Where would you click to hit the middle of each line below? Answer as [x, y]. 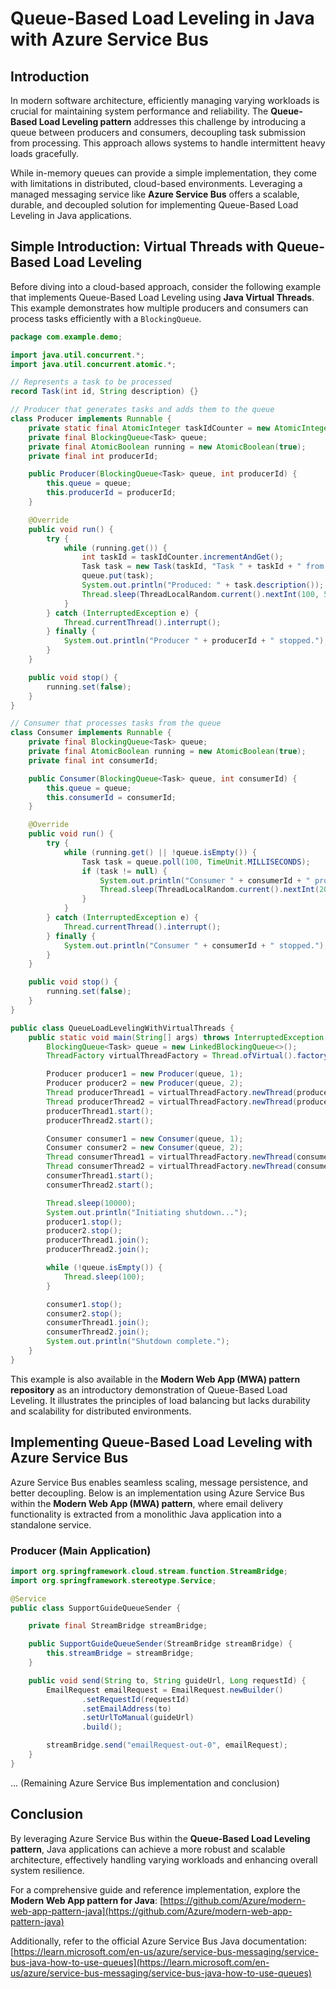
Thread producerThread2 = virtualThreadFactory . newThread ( [172, 1102]
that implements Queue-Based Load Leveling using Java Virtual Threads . [162, 297]
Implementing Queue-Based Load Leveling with [161, 1442]
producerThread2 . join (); [98, 1250]
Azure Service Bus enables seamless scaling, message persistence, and [159, 1482]
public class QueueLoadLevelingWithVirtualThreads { [122, 1028]
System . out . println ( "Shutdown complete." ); [138, 1342]
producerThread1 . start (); [100, 1111]
